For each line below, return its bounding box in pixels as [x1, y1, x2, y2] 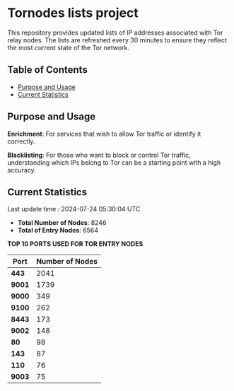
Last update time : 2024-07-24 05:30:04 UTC [7, 205, 141, 214]
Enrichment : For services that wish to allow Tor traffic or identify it [7, 129, 201, 138]
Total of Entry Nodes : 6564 [17, 226, 99, 235]
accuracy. [7, 165, 37, 174]
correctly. [7, 136, 35, 146]
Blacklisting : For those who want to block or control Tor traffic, [7, 151, 191, 159]
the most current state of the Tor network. [7, 43, 129, 52]
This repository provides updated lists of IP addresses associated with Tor [7, 28, 223, 37]
